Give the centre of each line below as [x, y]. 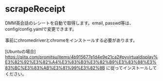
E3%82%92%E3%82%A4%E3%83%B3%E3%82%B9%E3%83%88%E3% [81, 62]
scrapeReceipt [35, 9]
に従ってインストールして [132, 68]
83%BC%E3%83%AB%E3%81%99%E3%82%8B [55, 68]
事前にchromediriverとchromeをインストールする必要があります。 [71, 40]
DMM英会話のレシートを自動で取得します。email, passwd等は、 [69, 23]
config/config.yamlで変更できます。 [41, 29]
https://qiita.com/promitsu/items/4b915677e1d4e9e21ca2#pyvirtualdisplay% [81, 57]
